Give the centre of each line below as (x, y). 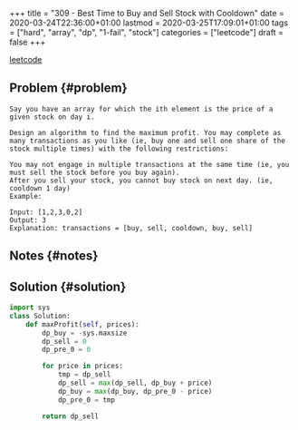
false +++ (28, 42)
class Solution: (40, 316)
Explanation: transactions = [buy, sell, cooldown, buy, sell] (131, 228)
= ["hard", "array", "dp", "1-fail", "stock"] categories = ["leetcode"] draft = (146, 32)
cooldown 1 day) (40, 188)
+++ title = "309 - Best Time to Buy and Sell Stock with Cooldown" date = (147, 13)
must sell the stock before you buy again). (95, 172)
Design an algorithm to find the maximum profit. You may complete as (145, 132)
